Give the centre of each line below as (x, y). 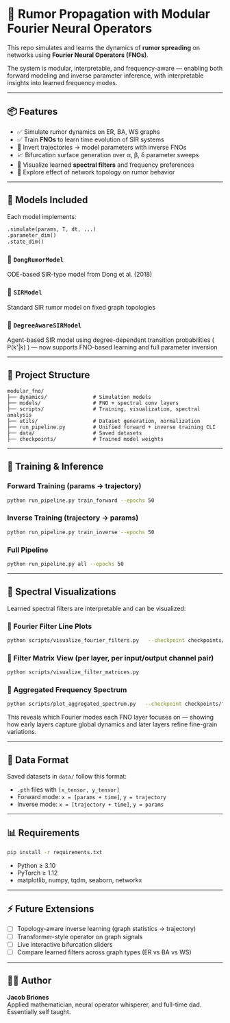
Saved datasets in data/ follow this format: (67, 776)
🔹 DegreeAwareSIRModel (44, 325)
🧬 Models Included (48, 200)
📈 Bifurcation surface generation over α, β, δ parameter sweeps (108, 154)
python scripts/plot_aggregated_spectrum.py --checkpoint (95, 704)
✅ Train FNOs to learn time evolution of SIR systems (90, 139)
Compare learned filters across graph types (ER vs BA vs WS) (104, 952)
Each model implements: (42, 216)
